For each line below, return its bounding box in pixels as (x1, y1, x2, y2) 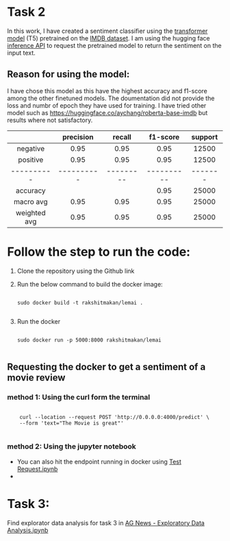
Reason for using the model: (7, 69, 130, 80)
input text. (7, 49, 36, 57)
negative (16, 143, 45, 153)
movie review (7, 372, 66, 384)
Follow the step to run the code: (7, 244, 190, 259)
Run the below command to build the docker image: (16, 280, 163, 288)
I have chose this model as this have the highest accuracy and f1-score (7, 86, 207, 95)
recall (112, 132, 131, 141)
